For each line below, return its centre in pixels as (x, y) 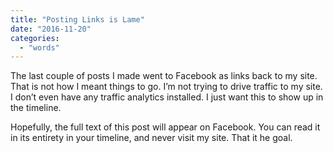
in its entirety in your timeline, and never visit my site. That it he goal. (151, 138)
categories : (35, 38)
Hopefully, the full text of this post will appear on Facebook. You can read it (165, 127)
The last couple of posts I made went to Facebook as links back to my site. (164, 76)
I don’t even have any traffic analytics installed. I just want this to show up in (167, 97)
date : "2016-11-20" (51, 29)
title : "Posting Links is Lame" (77, 19)
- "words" (39, 47)
